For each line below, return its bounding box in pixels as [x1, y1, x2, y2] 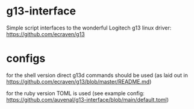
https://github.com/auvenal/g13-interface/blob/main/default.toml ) [6, 96, 169, 103]
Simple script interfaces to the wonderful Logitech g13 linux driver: [6, 24, 172, 31]
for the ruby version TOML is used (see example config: [6, 89, 145, 97]
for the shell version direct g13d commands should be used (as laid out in [6, 71, 188, 79]
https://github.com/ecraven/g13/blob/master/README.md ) [6, 78, 152, 85]
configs [6, 52, 46, 66]
